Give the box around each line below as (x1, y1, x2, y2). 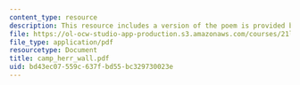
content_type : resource (9, 12, 98, 22)
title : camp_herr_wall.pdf (9, 54, 110, 63)
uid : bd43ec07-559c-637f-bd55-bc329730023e (9, 63, 174, 72)
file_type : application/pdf (9, 37, 114, 47)
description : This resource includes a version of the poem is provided (9, 21, 286, 30)
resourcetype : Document (9, 46, 98, 55)
